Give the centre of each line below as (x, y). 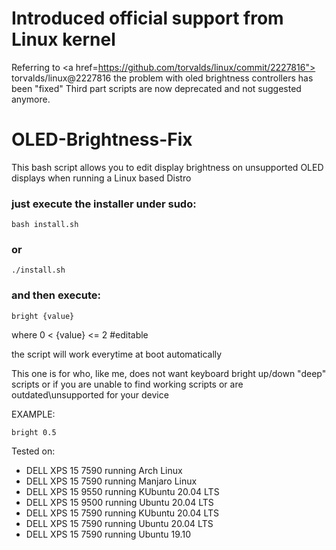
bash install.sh (45, 225)
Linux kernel (63, 39)
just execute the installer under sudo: (104, 204)
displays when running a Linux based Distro (101, 178)
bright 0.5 (34, 432)
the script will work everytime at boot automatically (117, 354)
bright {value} (43, 316)
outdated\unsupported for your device (90, 394)
